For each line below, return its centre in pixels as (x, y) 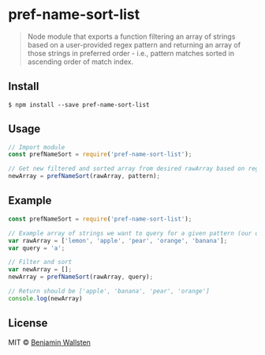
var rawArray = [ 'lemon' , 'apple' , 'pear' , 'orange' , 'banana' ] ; (118, 240)
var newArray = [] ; (40, 270)
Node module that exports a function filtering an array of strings (131, 36)
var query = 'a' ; (37, 248)
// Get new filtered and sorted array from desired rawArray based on (127, 169)
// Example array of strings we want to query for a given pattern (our (130, 233)
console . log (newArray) (45, 298)
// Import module (37, 147)
